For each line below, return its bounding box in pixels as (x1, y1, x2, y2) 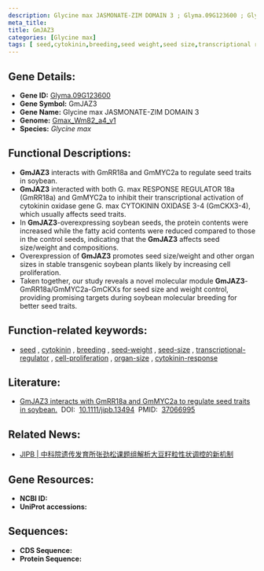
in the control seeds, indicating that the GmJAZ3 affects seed (19, 234, 220, 243)
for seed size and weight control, (122, 284, 229, 294)
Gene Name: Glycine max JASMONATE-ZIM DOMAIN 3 (19, 107, 200, 116)
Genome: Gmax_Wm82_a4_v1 (19, 115, 116, 125)
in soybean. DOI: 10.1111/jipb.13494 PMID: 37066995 (19, 405, 196, 415)
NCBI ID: (19, 494, 49, 503)
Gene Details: (8, 70, 76, 83)
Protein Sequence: (19, 554, 82, 563)
